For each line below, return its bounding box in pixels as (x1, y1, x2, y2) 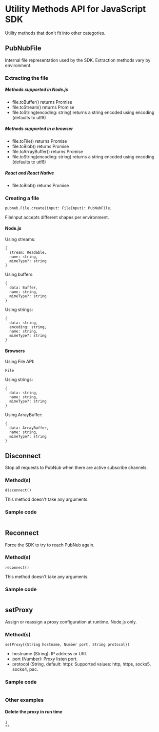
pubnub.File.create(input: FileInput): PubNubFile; (5, 205, 112, 211)
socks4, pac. (12, 666, 38, 672)
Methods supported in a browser (5, 126, 73, 132)
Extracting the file (5, 74, 49, 81)
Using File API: (5, 358, 35, 365)
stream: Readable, (9, 250, 47, 255)
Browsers (5, 348, 25, 354)
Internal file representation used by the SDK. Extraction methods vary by (5, 57, 151, 63)
